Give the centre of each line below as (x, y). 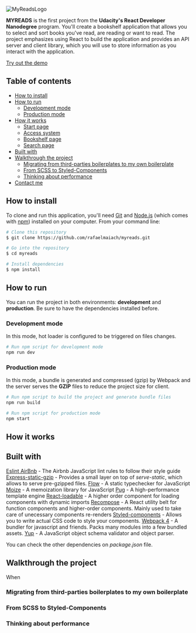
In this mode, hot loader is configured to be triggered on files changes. (91, 336)
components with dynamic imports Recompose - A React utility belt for (92, 502)
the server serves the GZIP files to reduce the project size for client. (88, 386)
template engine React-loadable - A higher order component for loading (93, 496)
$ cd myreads (22, 254)
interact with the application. (40, 52)
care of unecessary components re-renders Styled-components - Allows (94, 514)
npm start (18, 418)
